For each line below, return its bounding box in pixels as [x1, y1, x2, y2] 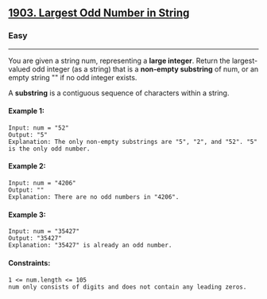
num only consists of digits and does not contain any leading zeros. [8, 282, 247, 291]
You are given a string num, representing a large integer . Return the [8, 56, 230, 65]
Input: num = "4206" [8, 179, 77, 188]
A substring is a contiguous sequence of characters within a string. [8, 87, 230, 98]
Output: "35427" [8, 235, 62, 243]
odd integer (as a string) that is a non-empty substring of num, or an [32, 64, 259, 74]
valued [8, 64, 31, 74]
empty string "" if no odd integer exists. [8, 72, 137, 82]
